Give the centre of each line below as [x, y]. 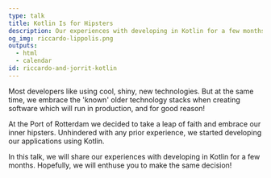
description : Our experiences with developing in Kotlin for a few [124, 31]
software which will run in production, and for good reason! [107, 108]
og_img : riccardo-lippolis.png [61, 38]
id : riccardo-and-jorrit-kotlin [63, 68]
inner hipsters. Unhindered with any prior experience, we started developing [135, 132]
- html [27, 53]
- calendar [34, 61]
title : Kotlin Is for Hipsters [61, 23]
